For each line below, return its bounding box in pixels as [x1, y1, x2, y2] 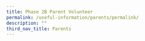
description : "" [6, 20, 47, 26]
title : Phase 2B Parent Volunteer [6, 8, 94, 15]
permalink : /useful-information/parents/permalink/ [6, 14, 139, 20]
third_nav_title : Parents [6, 25, 71, 32]
